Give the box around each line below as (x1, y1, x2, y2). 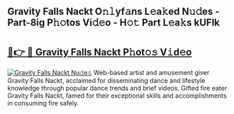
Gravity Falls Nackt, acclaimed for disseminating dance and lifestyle (7, 76, 206, 84)
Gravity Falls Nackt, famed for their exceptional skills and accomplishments (7, 91, 227, 100)
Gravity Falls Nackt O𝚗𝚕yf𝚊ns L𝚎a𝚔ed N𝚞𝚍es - (7, 6, 220, 18)
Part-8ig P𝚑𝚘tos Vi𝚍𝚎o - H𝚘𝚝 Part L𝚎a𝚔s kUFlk (7, 17, 220, 29)
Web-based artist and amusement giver (93, 69, 210, 76)
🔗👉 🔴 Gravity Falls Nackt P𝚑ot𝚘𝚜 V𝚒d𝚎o (7, 46, 192, 58)
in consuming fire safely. (7, 99, 79, 107)
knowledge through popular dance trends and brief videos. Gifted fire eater (7, 84, 228, 92)
